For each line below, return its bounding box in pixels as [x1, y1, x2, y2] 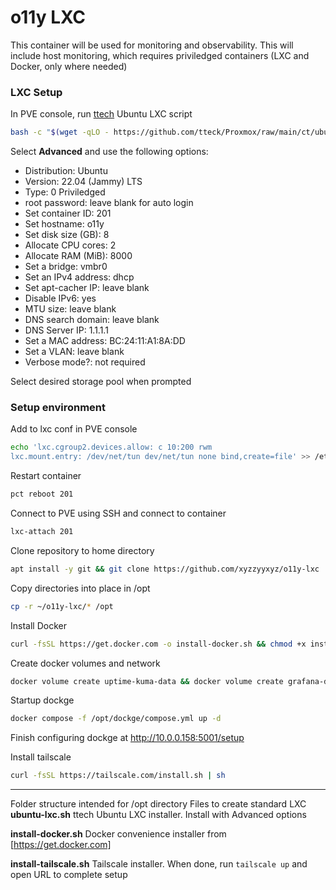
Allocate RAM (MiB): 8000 [24, 250, 133, 262]
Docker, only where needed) [10, 60, 128, 72]
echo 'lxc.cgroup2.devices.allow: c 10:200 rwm [10, 442, 213, 453]
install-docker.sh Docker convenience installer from [10, 828, 227, 840]
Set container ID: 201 [24, 207, 112, 220]
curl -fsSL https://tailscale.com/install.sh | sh [10, 771, 226, 781]
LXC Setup [10, 85, 63, 99]
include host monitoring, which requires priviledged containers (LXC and [10, 49, 310, 61]
